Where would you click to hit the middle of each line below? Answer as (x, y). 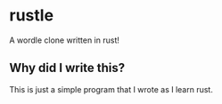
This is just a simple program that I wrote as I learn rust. (111, 89)
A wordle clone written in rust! (65, 40)
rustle (32, 16)
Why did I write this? (67, 68)
